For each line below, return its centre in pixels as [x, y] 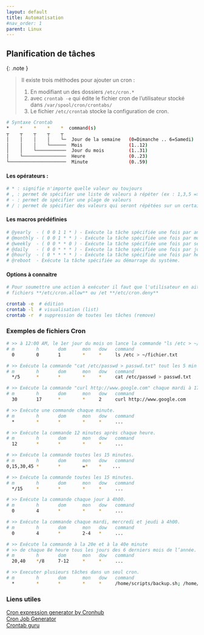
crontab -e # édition [35, 304]
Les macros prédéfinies [37, 219]
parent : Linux [24, 29]
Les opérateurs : [27, 176]
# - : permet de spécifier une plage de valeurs [69, 200]
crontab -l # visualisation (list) [53, 310]
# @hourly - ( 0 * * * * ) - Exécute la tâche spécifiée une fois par [99, 255]
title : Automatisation [35, 18]
